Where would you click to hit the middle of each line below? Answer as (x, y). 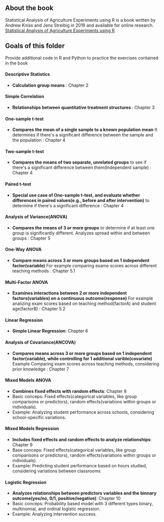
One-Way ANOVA (23, 249)
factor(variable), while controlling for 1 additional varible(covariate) (82, 359)
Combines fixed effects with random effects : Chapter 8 (69, 391)
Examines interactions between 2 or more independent (69, 293)
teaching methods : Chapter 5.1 (43, 271)
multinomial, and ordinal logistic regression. (56, 509)
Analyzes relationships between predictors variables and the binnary (84, 493)
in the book (16, 63)
